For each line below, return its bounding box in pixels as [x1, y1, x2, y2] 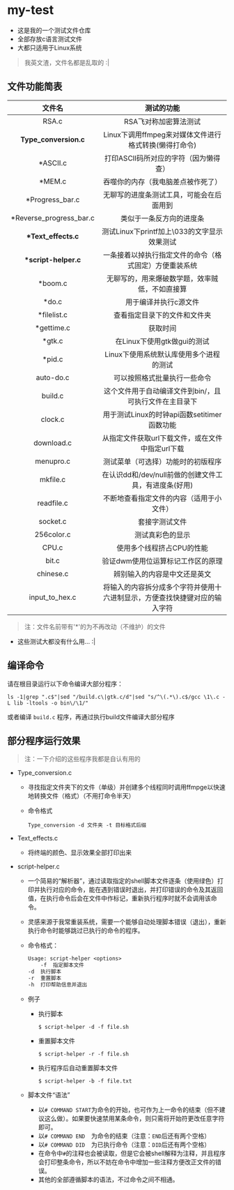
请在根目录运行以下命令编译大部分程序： [7, 679, 123, 688]
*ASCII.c [38, 158, 68, 167]
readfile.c [37, 498, 68, 508]
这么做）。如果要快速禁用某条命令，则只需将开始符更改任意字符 [44, 1114, 225, 1122]
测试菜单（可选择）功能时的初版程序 [103, 456, 222, 466]
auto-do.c [36, 372, 70, 382]
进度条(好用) [152, 480, 194, 490]
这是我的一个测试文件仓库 [17, 26, 91, 34]
